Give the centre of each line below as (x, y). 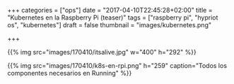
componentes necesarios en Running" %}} (70, 73)
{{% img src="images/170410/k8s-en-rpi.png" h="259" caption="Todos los (117, 65)
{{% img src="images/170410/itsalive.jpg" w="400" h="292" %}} (102, 52)
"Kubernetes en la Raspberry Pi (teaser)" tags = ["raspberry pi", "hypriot (113, 17)
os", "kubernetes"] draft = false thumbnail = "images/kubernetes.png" (110, 25)
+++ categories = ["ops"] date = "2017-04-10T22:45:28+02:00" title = (110, 10)
